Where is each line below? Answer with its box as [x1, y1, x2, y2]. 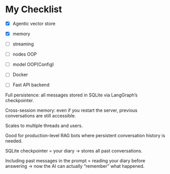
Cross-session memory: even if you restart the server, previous [5, 107, 138, 113]
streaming [12, 41, 34, 47]
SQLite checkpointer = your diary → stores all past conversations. [5, 148, 143, 154]
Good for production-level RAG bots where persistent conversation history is [5, 133, 165, 139]
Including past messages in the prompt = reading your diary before [5, 158, 146, 164]
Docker [12, 71, 28, 78]
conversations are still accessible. [5, 113, 76, 119]
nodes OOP [12, 51, 37, 57]
